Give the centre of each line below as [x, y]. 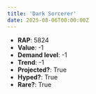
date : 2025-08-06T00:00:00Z [48, 20]
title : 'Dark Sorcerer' [42, 14]
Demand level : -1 [42, 55]
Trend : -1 [30, 62]
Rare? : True [34, 84]
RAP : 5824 [33, 40]
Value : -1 [30, 47]
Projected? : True [42, 70]
